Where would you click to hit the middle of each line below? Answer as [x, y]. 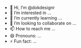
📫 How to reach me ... [32, 29]
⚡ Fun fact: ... [23, 41]
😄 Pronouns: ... [26, 36]
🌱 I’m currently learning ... [36, 18]
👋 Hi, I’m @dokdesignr [32, 8]
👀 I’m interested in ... [30, 13]
